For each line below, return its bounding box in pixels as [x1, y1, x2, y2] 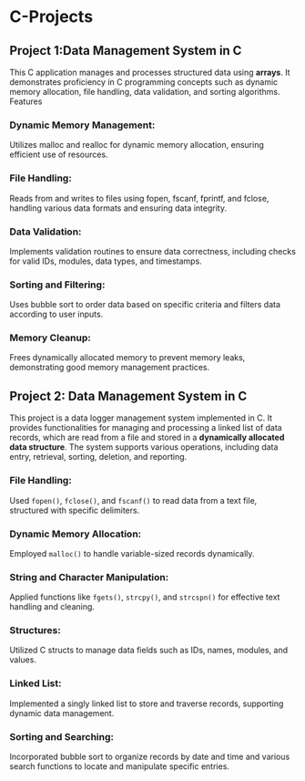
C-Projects [9, 6, 94, 27]
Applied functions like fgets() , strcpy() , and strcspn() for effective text [9, 591, 280, 603]
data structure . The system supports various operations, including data [9, 442, 279, 453]
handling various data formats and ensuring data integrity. [9, 203, 228, 213]
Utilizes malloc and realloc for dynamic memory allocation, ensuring [9, 140, 264, 151]
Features [9, 96, 43, 107]
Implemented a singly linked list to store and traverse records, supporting [9, 698, 284, 709]
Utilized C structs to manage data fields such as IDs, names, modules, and [9, 645, 289, 656]
